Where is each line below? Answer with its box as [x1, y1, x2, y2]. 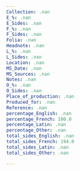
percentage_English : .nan [6, 110, 72, 116]
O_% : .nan [6, 82, 32, 89]
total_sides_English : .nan [6, 133, 75, 139]
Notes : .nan [6, 76, 36, 82]
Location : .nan [6, 59, 45, 65]
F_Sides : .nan [6, 32, 42, 38]
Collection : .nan [6, 8, 50, 15]
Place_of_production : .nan [6, 93, 75, 99]
